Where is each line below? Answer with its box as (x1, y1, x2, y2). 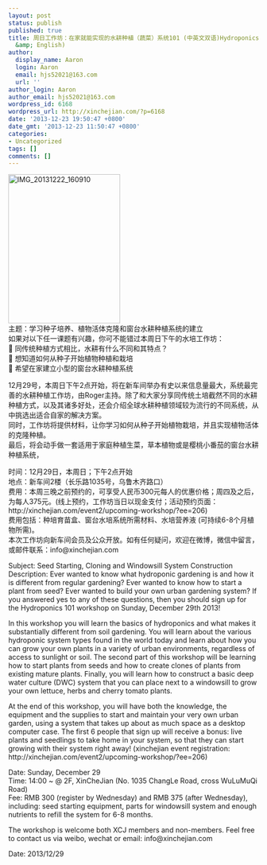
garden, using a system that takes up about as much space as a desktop (8, 719, 246, 728)
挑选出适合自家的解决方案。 (14, 410, 106, 420)
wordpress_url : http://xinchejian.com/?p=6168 (8, 108, 165, 116)
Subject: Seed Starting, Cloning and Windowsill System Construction (8, 561, 233, 571)
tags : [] (8, 145, 37, 153)
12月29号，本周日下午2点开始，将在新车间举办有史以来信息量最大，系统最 (8, 381, 251, 390)
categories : (8, 130, 48, 138)
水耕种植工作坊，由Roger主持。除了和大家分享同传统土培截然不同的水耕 (21, 390, 258, 400)
